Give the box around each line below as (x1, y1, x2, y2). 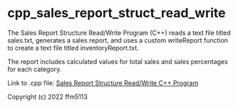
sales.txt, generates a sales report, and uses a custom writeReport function (7, 36, 229, 44)
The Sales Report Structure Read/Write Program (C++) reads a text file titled (7, 28, 231, 37)
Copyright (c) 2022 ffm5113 (7, 92, 88, 101)
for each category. (7, 65, 62, 73)
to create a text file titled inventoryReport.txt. (7, 43, 139, 52)
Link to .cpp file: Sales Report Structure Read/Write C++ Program (7, 78, 199, 87)
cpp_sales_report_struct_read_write (7, 5, 226, 21)
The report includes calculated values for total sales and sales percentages (7, 57, 228, 65)
